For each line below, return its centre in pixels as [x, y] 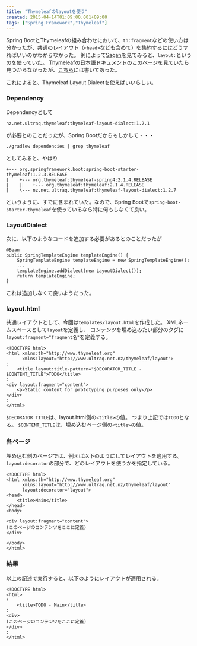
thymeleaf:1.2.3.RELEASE [37, 175]
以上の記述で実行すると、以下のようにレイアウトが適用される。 [84, 578]
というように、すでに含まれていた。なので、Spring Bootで [78, 202]
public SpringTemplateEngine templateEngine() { [67, 255]
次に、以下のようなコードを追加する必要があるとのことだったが [84, 239]
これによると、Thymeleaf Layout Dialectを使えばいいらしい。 [81, 83]
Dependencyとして [30, 112]
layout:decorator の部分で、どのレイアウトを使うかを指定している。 [90, 463]
